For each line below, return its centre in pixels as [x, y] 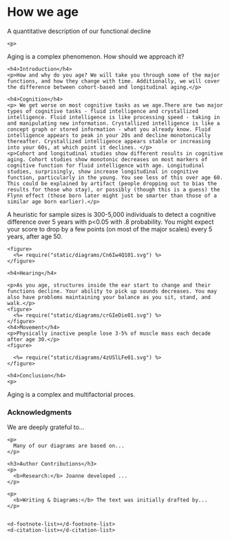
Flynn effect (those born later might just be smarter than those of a [112, 196]
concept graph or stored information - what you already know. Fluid [109, 129]
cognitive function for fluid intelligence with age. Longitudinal [106, 165]
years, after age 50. [35, 236]
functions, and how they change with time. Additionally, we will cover [114, 81]
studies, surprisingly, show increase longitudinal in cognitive [103, 172]
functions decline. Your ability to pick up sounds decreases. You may [112, 291]
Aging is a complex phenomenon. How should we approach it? [96, 56]
